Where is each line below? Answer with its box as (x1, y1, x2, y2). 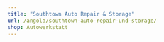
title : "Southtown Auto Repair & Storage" (7, 10, 135, 18)
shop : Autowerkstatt (7, 23, 69, 31)
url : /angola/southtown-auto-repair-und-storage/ (7, 17, 158, 24)
